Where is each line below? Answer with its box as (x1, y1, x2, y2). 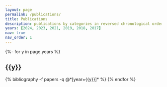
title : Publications (5, 16, 48, 21)
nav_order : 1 (5, 35, 32, 40)
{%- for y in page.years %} (5, 48, 61, 55)
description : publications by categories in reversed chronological (5, 21, 150, 26)
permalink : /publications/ (5, 12, 61, 17)
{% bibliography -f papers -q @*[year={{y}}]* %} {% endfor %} (5, 76, 136, 82)
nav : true (5, 30, 26, 35)
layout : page (5, 7, 32, 12)
